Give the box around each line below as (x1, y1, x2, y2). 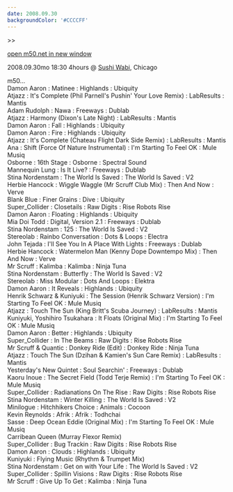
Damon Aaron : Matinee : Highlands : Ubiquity (7, 84, 138, 92)
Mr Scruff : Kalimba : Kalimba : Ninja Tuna (7, 262, 127, 270)
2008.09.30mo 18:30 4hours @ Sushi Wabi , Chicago (7, 63, 158, 71)
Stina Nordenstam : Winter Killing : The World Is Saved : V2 (7, 395, 176, 403)
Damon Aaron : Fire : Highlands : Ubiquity (7, 128, 127, 137)
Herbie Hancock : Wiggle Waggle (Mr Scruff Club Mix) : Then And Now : (7, 180, 214, 188)
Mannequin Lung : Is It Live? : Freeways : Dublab (7, 165, 146, 174)
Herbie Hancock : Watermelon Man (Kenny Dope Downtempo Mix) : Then (7, 247, 218, 255)
